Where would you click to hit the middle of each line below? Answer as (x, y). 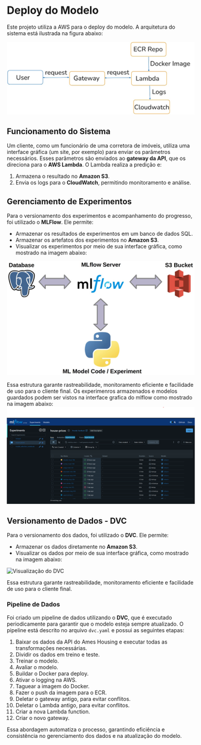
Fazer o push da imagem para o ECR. (61, 692)
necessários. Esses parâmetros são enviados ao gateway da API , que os (96, 158)
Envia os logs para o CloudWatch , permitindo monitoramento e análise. (103, 183)
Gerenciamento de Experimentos (69, 201)
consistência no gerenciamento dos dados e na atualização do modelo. (95, 735)
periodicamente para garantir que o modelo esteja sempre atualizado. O (95, 624)
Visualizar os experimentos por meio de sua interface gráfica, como (99, 246)
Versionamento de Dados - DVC (67, 521)
